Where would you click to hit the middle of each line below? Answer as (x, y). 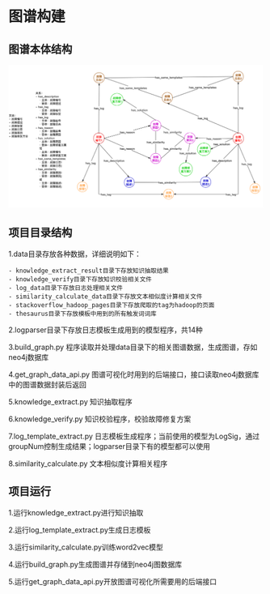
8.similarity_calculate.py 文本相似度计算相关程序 (88, 464)
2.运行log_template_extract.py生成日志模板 (80, 530)
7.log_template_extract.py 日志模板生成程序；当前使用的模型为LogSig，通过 (134, 436)
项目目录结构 (40, 233)
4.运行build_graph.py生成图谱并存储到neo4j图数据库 (95, 564)
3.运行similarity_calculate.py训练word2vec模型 (86, 547)
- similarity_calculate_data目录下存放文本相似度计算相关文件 (105, 297)
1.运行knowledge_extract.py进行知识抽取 (76, 512)
